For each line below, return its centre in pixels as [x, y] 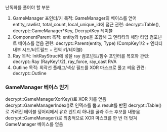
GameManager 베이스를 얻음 [34, 124]
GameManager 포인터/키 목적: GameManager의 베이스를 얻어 [74, 18]
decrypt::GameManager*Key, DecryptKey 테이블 [62, 31]
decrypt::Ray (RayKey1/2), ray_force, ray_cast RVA [65, 61]
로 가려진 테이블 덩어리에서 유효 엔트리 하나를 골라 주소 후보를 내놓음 [73, 112]
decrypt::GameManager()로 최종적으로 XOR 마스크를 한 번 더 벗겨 [71, 118]
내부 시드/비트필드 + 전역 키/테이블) [48, 50]
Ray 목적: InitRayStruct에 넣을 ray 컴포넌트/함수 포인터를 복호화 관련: [81, 56]
